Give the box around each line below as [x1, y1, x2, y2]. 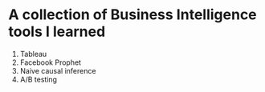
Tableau [19, 49, 47, 58]
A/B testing [19, 74, 58, 84]
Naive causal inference [19, 66, 96, 75]
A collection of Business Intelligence [8, 6, 257, 24]
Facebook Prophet [19, 58, 82, 67]
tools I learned [8, 22, 106, 41]
